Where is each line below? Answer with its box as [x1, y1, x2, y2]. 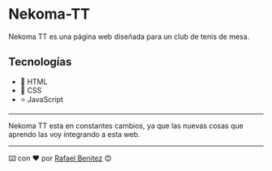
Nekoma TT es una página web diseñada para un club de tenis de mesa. [8, 32, 249, 41]
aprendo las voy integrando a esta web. [8, 129, 140, 139]
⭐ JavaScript [19, 94, 63, 104]
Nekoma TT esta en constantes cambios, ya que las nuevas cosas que [8, 121, 244, 130]
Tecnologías [8, 55, 72, 69]
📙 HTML [19, 76, 48, 86]
